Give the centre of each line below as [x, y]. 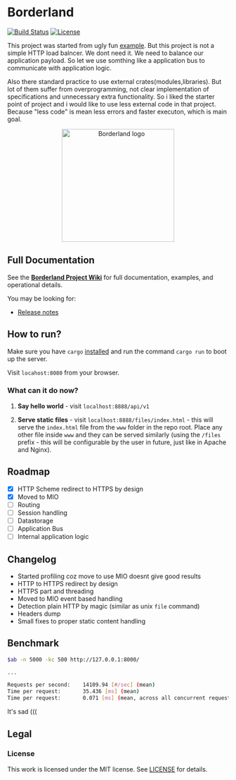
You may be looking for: [41, 298]
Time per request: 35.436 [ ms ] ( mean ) [73, 692]
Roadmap [29, 472]
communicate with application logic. [60, 68]
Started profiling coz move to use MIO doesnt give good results [109, 576]
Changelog [32, 559]
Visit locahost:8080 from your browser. [63, 372]
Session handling [42, 513]
